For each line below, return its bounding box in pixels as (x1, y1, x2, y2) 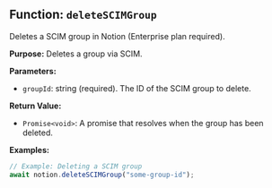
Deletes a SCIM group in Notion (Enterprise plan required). (9, 30, 226, 41)
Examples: (9, 144, 49, 155)
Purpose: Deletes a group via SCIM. (9, 48, 143, 59)
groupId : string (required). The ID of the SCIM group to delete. (22, 82, 251, 93)
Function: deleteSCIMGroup (9, 7, 157, 22)
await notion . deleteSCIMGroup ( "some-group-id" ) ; (9, 170, 195, 179)
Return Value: (9, 100, 62, 111)
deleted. (22, 127, 54, 138)
